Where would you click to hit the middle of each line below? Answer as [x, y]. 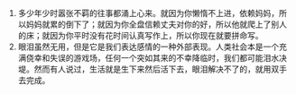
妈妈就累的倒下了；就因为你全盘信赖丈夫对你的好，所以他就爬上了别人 [156, 24]
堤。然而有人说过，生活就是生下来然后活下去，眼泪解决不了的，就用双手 [152, 69]
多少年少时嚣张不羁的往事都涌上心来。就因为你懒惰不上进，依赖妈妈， [148, 13]
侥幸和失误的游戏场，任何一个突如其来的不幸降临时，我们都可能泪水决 [156, 58]
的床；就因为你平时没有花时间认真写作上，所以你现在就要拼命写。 [140, 35]
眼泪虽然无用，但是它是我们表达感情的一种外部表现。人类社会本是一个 [148, 47]
